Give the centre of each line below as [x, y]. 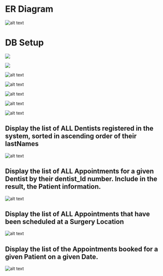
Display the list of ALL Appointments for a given [80, 171]
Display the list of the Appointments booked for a [82, 249]
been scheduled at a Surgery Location [65, 222]
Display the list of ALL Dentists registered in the [79, 128]
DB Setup [25, 43]
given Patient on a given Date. [52, 257]
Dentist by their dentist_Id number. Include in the [81, 179]
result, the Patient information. [53, 187]
